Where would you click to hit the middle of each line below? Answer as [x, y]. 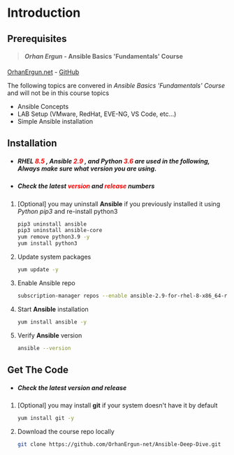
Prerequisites [37, 39]
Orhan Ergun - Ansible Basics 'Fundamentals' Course [104, 57]
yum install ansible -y [52, 322]
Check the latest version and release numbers [86, 186]
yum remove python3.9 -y [53, 237]
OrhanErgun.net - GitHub [43, 72]
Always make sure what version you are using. [87, 168]
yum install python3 [47, 244]
